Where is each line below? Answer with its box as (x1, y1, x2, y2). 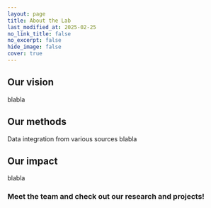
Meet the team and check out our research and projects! (7, 192, 205, 202)
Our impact (7, 155, 58, 167)
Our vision (7, 76, 55, 89)
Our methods (7, 116, 67, 128)
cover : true (7, 50, 42, 58)
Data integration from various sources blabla (7, 134, 137, 143)
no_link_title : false (7, 30, 72, 38)
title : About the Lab (7, 17, 72, 24)
